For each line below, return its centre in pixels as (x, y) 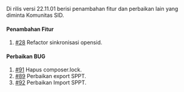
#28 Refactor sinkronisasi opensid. (59, 42)
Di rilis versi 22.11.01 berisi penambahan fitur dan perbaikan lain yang (92, 9)
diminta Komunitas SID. (35, 15)
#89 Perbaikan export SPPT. (51, 76)
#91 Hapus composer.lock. (48, 70)
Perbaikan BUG (26, 56)
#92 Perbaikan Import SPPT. (51, 83)
